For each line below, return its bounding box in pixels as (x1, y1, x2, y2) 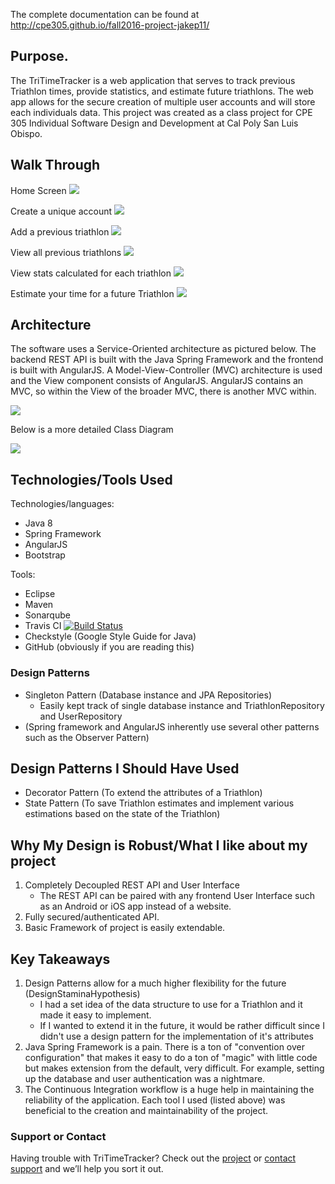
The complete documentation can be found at (10, 9, 200, 20)
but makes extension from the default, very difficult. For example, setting (24, 1062, 325, 1074)
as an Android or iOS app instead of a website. (39, 900, 232, 913)
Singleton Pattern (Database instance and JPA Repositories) (24, 689, 273, 701)
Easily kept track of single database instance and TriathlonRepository (39, 699, 325, 711)
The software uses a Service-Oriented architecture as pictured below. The (10, 343, 317, 355)
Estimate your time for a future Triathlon (10, 287, 175, 299)
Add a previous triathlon (10, 225, 110, 238)
